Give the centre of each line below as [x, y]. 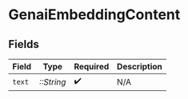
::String [52, 81]
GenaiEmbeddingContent [94, 15]
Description [140, 67]
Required [92, 67]
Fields [24, 44]
